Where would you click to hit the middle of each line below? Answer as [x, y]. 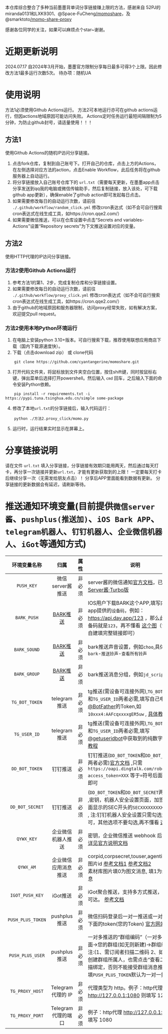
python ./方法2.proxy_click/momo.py [51, 419]
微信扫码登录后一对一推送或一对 [125, 916]
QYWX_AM [27, 867]
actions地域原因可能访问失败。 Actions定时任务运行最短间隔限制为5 [92, 116]
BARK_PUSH [27, 618]
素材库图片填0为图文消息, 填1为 [125, 871]
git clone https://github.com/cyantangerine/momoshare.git [77, 362]
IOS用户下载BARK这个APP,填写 [124, 603]
